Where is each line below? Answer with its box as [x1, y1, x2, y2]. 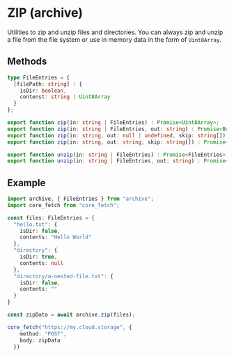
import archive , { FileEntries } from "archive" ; [7, 195, 155, 203]
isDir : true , [19, 253, 58, 261]
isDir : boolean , [19, 87, 68, 94]
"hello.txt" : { [13, 221, 58, 228]
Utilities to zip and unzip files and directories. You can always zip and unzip [7, 28, 224, 36]
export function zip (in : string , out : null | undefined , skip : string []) [7, 132, 226, 139]
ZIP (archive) [7, 5, 84, 21]
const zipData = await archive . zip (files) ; [7, 312, 136, 319]
